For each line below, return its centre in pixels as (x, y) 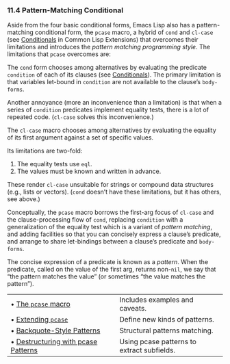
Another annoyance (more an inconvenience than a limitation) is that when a (115, 103)
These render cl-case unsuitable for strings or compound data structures (111, 185)
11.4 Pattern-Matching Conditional (65, 10)
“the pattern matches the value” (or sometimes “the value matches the (106, 276)
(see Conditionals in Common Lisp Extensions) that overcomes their (103, 40)
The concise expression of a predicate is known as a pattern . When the (108, 262)
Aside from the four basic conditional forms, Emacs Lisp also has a (101, 25)
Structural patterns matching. (166, 330)
